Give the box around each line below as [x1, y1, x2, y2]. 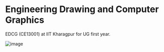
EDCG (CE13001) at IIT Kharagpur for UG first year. [5, 31, 111, 37]
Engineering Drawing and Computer [5, 4, 159, 15]
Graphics [5, 14, 44, 26]
